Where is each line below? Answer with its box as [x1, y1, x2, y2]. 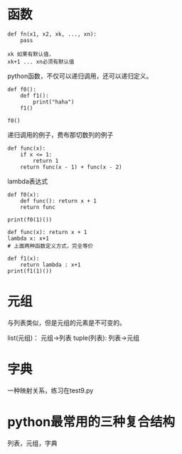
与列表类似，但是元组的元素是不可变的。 [7, 318, 126, 327]
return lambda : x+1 [20, 261, 81, 268]
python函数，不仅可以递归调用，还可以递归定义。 [7, 71, 153, 80]
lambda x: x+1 [7, 235, 50, 242]
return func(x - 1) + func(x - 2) [20, 163, 122, 171]
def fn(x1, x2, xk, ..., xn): [7, 30, 97, 38]
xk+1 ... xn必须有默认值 [7, 58, 75, 65]
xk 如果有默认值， [7, 51, 55, 58]
